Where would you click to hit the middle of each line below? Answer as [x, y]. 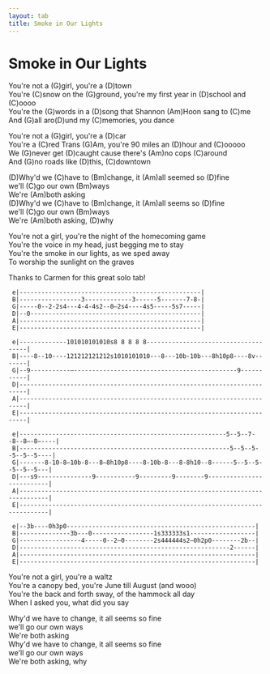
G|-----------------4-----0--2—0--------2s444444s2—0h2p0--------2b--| [135, 541]
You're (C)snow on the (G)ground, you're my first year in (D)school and [127, 95]
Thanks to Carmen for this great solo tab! [77, 278]
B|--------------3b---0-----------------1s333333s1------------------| [135, 534]
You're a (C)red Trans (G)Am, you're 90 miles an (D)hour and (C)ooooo [127, 145]
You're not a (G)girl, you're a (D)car [67, 136]
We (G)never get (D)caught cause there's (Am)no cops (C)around [118, 153]
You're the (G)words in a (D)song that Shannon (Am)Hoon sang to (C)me [130, 112]
